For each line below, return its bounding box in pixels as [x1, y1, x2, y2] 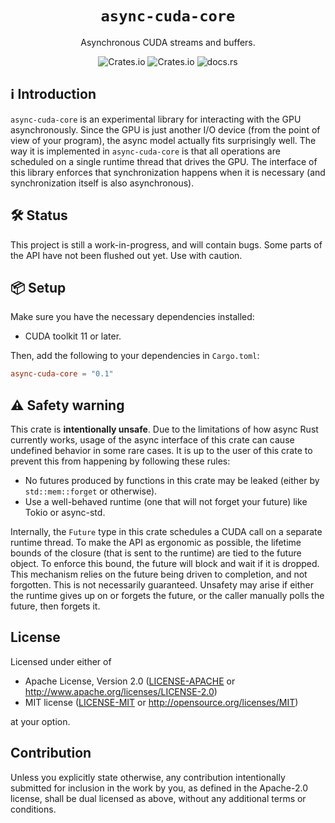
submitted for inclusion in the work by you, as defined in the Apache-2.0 [10, 782, 308, 794]
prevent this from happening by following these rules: [10, 455, 231, 467]
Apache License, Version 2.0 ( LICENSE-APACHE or [24, 675, 236, 687]
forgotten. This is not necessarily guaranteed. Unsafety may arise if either [10, 579, 315, 591]
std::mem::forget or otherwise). [24, 485, 158, 497]
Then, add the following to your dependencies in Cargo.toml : [10, 350, 260, 362]
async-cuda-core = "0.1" [10, 369, 114, 379]
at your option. [10, 715, 71, 727]
